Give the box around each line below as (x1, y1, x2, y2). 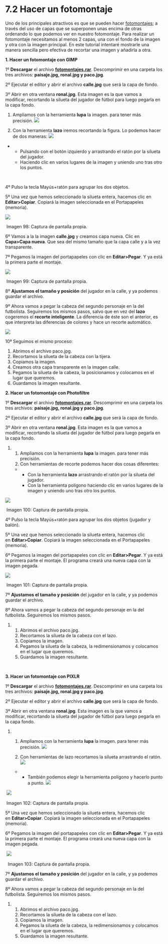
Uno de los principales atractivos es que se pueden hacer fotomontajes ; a (5, 20, 158, 26)
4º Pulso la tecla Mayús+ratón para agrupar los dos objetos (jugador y (5, 517, 151, 523)
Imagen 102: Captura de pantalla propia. (6, 800, 89, 806)
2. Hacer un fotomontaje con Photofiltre (5, 390, 90, 396)
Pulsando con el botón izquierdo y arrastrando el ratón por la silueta (20, 148, 160, 154)
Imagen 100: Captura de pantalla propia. (6, 506, 89, 512)
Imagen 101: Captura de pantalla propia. (6, 582, 89, 588)
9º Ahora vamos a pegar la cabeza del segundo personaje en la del (5, 303, 144, 309)
